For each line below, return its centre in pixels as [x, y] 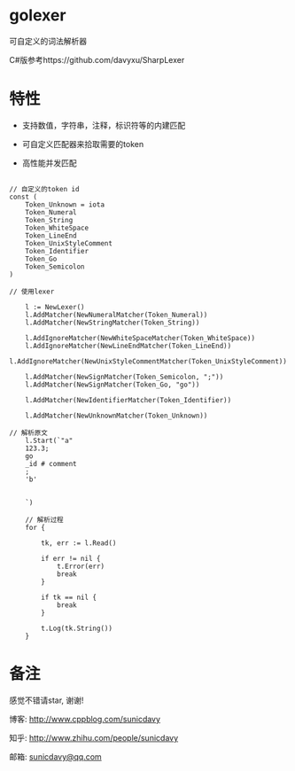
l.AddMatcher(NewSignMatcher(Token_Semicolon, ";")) [124, 377]
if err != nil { [71, 558]
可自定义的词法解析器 [48, 41]
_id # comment [51, 463]
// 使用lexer [32, 292]
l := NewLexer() [55, 307]
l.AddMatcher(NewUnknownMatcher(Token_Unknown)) [116, 416]
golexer [38, 16]
